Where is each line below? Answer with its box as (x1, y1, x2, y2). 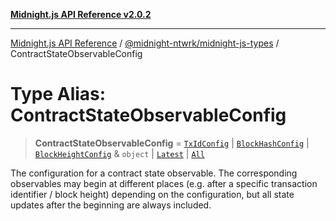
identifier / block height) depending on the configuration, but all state (10, 188, 295, 200)
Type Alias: (10, 83, 107, 106)
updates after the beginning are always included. (10, 199, 212, 211)
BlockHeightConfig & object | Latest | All (34, 147, 205, 159)
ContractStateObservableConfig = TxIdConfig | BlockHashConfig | (34, 137, 310, 149)
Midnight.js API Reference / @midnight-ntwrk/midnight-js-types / (10, 37, 280, 49)
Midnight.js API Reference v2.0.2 (10, 9, 152, 20)
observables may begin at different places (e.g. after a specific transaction (10, 177, 318, 189)
